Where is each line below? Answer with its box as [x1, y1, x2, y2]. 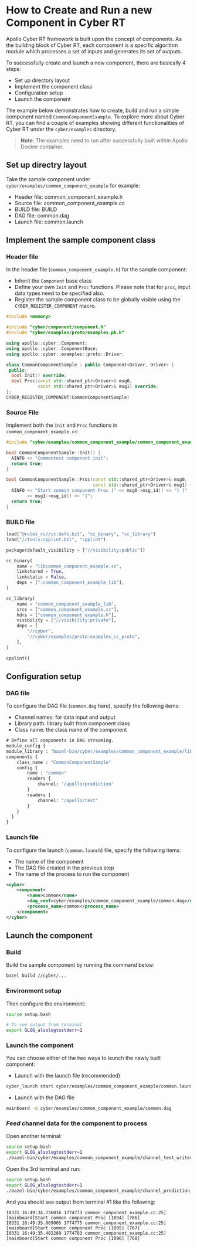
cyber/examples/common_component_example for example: [6, 182, 141, 189]
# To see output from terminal [6, 1022, 83, 1028]
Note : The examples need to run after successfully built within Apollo [20, 137, 188, 144]
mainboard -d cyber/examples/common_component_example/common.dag [6, 1106, 172, 1112]
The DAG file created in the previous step [14, 864, 114, 871]
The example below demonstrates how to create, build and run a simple [6, 107, 179, 114]
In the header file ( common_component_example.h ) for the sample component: [6, 266, 188, 273]
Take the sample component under [6, 175, 91, 182]
